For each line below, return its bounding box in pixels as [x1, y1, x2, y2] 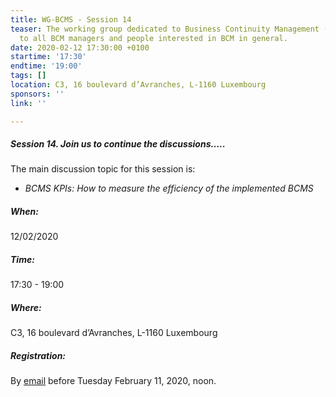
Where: [10, 302, 42, 313]
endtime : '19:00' [10, 61, 83, 71]
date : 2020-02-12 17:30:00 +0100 [10, 42, 150, 53]
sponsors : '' [10, 89, 65, 99]
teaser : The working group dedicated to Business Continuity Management [10, 24, 320, 34]
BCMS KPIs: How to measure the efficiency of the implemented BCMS [24, 182, 314, 195]
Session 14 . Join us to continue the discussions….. [10, 138, 226, 150]
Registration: [10, 349, 67, 361]
